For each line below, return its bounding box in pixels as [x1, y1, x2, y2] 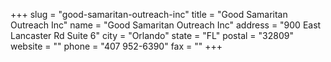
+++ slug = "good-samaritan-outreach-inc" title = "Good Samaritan [10, 9, 288, 20]
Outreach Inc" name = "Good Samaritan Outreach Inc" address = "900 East [10, 19, 322, 31]
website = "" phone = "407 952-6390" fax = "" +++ [10, 40, 223, 52]
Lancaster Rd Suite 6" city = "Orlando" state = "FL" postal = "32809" [10, 30, 294, 41]
